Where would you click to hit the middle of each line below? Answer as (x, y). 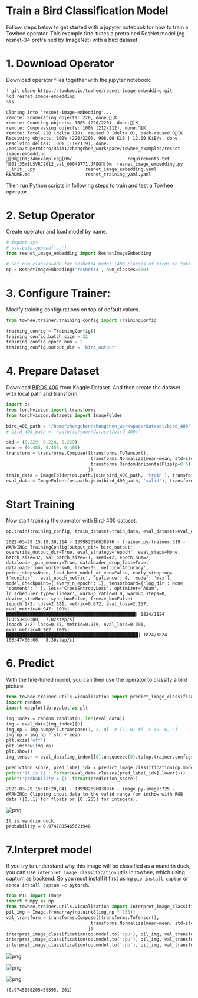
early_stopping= (152, 573)
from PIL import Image (34, 896)
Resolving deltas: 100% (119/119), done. (58, 143)
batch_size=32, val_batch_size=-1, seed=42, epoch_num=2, (79, 558)
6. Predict (30, 663)
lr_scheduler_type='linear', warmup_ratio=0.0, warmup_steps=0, (87, 594)
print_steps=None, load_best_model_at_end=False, (68, 573)
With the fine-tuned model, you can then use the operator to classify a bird (97, 680)
